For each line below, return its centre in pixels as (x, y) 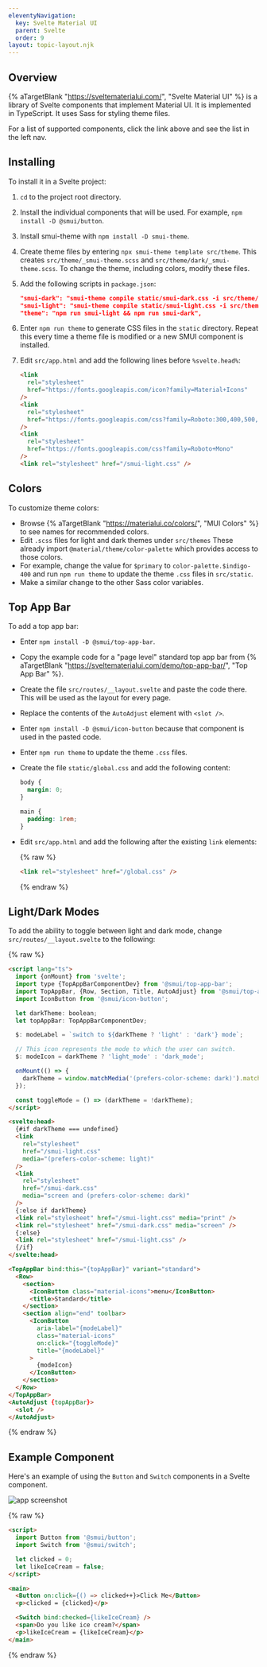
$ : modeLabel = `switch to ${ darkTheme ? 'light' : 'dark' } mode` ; (130, 1035)
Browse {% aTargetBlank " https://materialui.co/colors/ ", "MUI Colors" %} (139, 523)
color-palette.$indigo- (212, 566)
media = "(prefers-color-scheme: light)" (89, 1159)
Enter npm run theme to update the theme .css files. (104, 753)
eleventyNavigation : (43, 16)
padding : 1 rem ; (52, 819)
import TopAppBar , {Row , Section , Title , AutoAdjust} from (115, 991)
